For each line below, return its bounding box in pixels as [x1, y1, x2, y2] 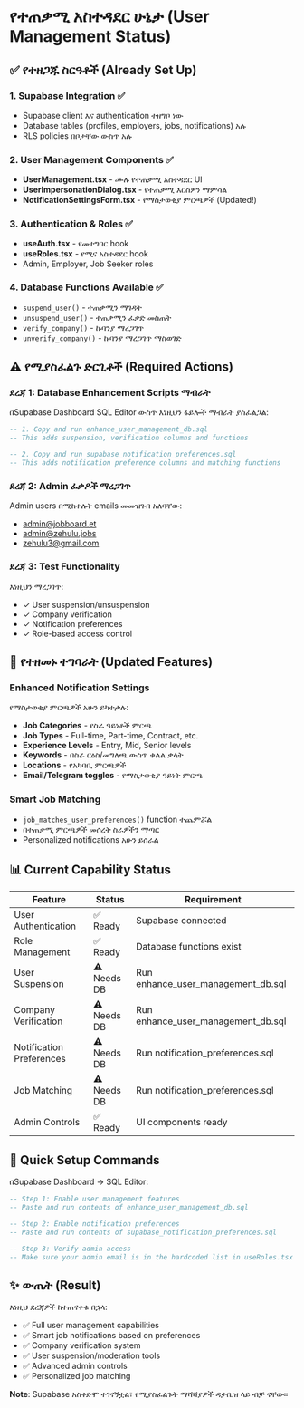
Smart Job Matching [9, 793, 101, 805]
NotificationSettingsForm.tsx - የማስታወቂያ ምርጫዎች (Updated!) [22, 195, 258, 206]
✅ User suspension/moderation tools [22, 1350, 161, 1361]
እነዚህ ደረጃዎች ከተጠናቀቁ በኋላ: [9, 1302, 109, 1313]
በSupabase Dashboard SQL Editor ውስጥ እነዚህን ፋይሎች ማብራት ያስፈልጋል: [9, 407, 270, 418]
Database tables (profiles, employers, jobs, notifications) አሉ [22, 120, 246, 130]
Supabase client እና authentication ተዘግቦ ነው [22, 110, 184, 121]
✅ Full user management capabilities [22, 1320, 160, 1331]
